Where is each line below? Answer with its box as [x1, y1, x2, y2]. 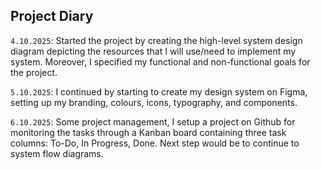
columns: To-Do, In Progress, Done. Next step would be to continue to [10, 137, 300, 149]
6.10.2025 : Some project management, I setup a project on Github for [10, 115, 296, 128]
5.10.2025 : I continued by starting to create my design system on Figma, [10, 85, 308, 98]
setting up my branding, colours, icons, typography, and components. [10, 96, 298, 108]
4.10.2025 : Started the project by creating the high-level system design [10, 34, 303, 46]
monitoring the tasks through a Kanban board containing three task [10, 126, 287, 138]
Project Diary [10, 8, 94, 25]
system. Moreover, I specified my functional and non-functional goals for [10, 55, 311, 68]
